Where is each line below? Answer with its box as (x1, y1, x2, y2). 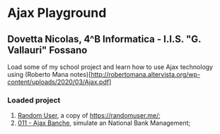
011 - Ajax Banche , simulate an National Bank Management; (17, 118, 191, 128)
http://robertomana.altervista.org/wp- (91, 71, 200, 78)
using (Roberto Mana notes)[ (7, 71, 91, 78)
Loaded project (7, 95, 61, 105)
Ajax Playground (7, 5, 107, 21)
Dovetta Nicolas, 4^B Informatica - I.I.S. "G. (7, 33, 202, 45)
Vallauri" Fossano (7, 44, 88, 56)
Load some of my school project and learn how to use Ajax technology (7, 63, 214, 71)
